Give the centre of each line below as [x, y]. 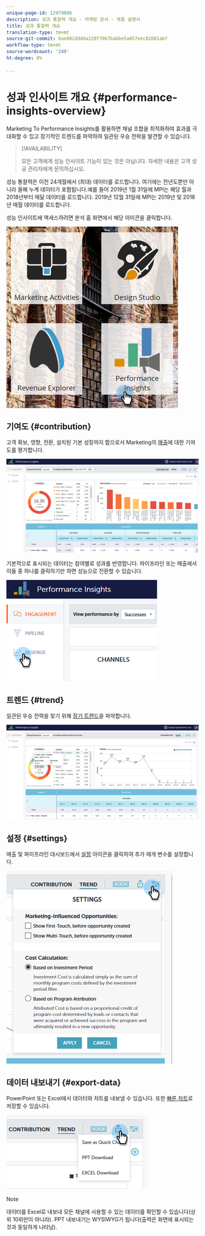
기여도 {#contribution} [49, 426]
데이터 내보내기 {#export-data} [64, 1082]
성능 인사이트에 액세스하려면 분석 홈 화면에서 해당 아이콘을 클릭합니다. [89, 218]
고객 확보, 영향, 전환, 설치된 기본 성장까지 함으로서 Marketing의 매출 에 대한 [95, 443]
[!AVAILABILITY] [41, 148]
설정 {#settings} [37, 838]
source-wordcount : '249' [38, 52]
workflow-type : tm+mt [34, 45]
